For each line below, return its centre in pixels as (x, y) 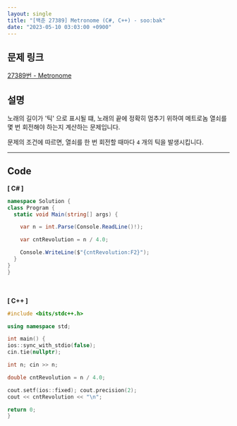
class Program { (31, 208)
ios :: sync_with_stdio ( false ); (52, 346)
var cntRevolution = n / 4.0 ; (65, 240)
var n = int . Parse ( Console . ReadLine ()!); (81, 227)
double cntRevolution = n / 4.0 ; (56, 377)
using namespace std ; (39, 326)
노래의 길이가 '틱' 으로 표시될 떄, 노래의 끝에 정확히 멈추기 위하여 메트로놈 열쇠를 (117, 118)
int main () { (26, 339)
